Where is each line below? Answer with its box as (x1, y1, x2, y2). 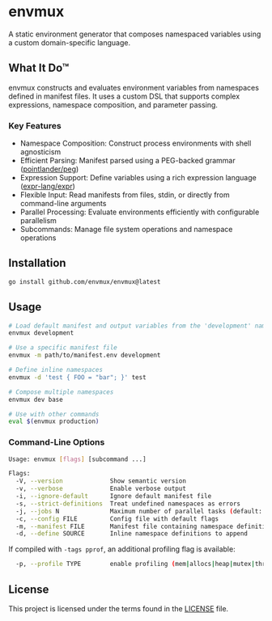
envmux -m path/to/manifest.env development (8, 351, 161, 360)
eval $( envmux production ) (8, 417, 100, 426)
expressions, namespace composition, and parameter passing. (8, 99, 219, 109)
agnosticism (19, 147, 62, 157)
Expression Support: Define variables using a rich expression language (19, 173, 257, 183)
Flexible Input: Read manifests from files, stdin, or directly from (19, 190, 231, 200)
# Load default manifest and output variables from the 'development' (8, 322, 252, 330)
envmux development (8, 329, 74, 337)
